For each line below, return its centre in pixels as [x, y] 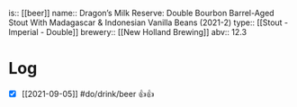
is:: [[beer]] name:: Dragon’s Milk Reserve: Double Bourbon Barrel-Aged [142, 13]
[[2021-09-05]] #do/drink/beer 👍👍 [88, 94]
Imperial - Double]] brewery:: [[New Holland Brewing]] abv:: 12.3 [128, 32]
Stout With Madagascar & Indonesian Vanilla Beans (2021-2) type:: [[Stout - [148, 22]
